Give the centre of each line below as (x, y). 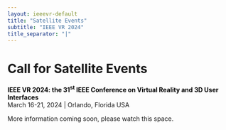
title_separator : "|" (39, 34)
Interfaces (23, 97)
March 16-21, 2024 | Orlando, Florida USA (69, 104)
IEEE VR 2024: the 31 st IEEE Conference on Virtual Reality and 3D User (113, 89)
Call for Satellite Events (77, 69)
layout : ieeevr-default (43, 14)
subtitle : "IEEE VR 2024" (45, 27)
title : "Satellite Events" (47, 21)
